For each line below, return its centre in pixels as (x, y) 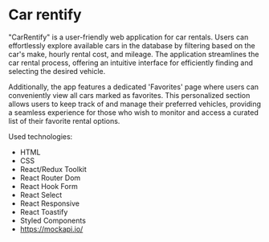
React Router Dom (50, 178)
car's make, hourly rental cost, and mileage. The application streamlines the (134, 54)
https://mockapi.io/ (51, 229)
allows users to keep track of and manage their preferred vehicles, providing (135, 104)
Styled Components (53, 220)
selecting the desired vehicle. (57, 71)
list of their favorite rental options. (64, 121)
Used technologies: (41, 136)
